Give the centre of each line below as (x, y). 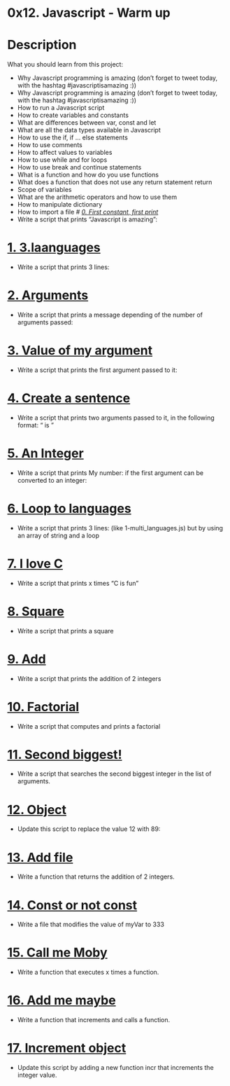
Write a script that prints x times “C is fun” (78, 583)
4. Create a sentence (69, 398)
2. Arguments (48, 295)
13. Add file (40, 857)
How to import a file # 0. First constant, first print (88, 212)
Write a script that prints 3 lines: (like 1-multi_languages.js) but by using (120, 528)
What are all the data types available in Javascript (89, 130)
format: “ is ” (36, 425)
